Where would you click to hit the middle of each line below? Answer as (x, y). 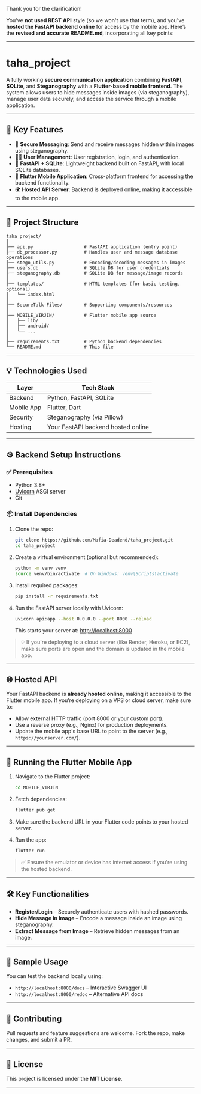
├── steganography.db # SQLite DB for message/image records (95, 273)
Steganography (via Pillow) (85, 417)
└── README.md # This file (60, 347)
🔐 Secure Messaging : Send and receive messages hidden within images (104, 144)
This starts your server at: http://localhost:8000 (74, 630)
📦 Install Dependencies (42, 513)
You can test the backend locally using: (54, 976)
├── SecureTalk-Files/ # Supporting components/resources (89, 305)
